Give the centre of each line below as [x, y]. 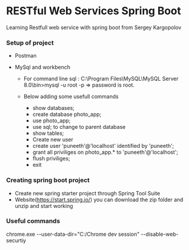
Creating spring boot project [48, 181]
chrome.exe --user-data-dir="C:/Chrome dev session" [73, 234]
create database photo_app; [67, 115]
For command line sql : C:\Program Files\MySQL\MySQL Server [101, 79]
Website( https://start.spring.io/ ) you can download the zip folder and [99, 200]
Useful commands [33, 221]
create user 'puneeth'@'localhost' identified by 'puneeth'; [103, 146]
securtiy [16, 240]
